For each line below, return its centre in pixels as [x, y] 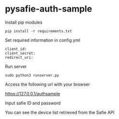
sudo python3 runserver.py [32, 75]
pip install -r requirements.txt [39, 31]
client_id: [16, 49]
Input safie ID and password [33, 103]
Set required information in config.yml [43, 40]
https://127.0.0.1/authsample [33, 93]
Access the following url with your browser [47, 84]
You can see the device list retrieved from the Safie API [60, 112]
